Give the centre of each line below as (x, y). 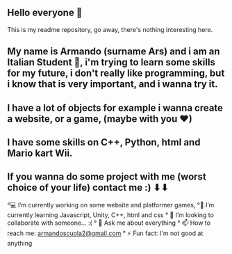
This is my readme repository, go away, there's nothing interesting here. (110, 29)
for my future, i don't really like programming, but (116, 73)
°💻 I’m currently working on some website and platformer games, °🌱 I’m (111, 205)
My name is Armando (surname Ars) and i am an (114, 52)
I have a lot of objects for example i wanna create (115, 108)
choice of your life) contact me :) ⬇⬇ (88, 188)
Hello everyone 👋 (45, 13)
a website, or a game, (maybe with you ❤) (100, 119)
